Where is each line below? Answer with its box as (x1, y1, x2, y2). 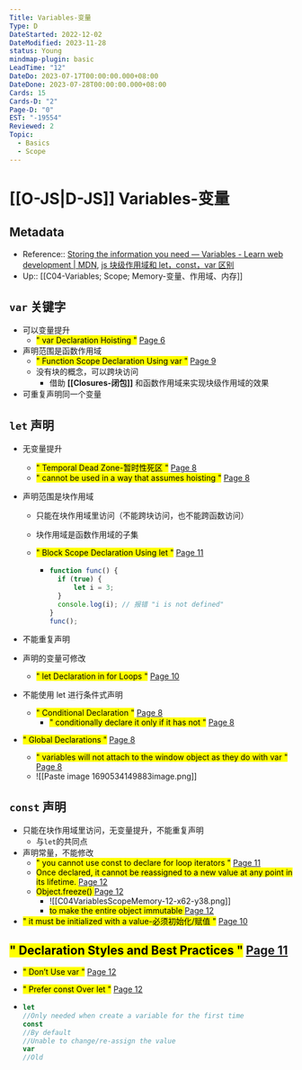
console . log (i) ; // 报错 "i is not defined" (57, 600, 225, 609)
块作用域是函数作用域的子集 (35, 530, 139, 540)
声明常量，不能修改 (22, 847, 94, 859)
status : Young (9, 47, 63, 56)
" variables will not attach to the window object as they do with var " (35, 752, 289, 762)
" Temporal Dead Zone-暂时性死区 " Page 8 (35, 462, 198, 473)
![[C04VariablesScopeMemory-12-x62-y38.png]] (49, 896, 231, 906)
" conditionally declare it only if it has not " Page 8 (49, 717, 235, 728)
